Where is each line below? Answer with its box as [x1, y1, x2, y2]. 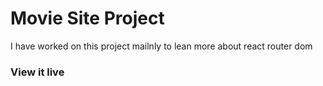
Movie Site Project [10, 7, 165, 30]
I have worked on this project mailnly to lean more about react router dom [10, 40, 313, 52]
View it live [10, 65, 65, 79]
